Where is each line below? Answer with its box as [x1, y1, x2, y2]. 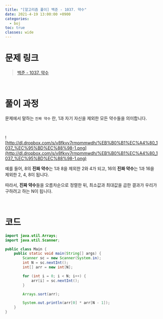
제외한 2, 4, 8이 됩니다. [5, 172, 49, 177]
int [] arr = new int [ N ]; [22, 265, 73, 270]
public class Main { [5, 246, 47, 251]
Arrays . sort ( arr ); [22, 292, 60, 296]
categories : [5, 16, 29, 21]
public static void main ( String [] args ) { [14, 251, 102, 256]
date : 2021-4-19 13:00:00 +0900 [5, 12, 71, 17]
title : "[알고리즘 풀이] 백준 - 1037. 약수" [5, 7, 87, 12]
